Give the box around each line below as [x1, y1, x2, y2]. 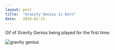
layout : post [5, 7, 32, 12]
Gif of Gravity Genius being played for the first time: [5, 30, 110, 36]
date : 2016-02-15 [5, 16, 45, 21]
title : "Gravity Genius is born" [5, 12, 77, 17]
